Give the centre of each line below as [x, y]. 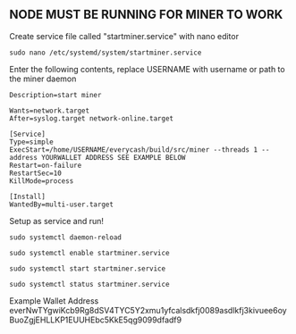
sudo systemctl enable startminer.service [89, 253]
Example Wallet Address [54, 301]
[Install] [28, 196]
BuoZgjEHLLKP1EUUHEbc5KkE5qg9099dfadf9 [95, 320]
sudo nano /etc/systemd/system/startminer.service [106, 53]
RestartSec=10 [36, 173]
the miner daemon [43, 79]
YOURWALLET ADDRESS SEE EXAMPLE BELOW [114, 157]
